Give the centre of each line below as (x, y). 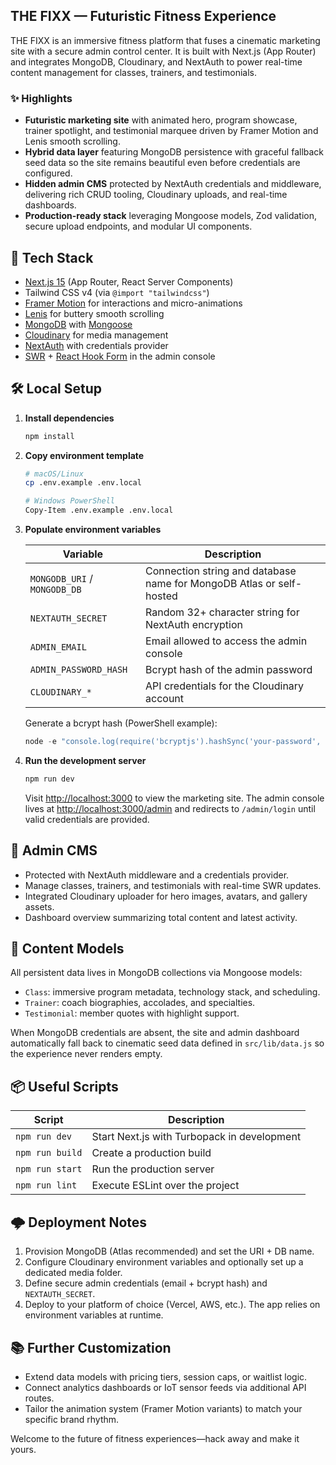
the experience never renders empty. (86, 1054)
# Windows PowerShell (69, 501)
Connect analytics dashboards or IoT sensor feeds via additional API (165, 1387)
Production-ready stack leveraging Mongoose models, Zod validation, (171, 216)
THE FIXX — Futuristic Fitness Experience (143, 16)
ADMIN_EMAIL (58, 647)
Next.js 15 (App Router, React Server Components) (129, 281)
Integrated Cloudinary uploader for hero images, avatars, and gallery (166, 896)
